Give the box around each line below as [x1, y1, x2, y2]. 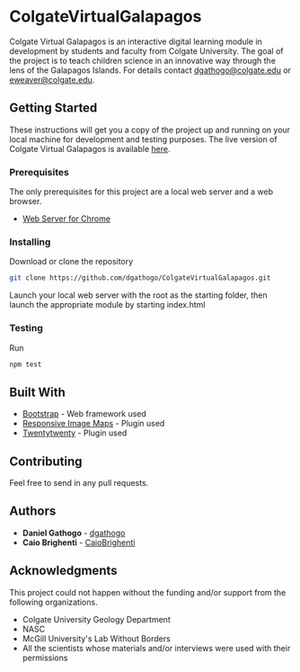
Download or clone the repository [9, 256, 134, 267]
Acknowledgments [9, 563, 119, 578]
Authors [9, 504, 57, 519]
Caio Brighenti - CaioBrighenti [22, 537, 136, 548]
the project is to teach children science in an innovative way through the [9, 55, 277, 66]
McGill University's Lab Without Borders [22, 632, 171, 644]
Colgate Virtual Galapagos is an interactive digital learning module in [9, 36, 262, 47]
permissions [22, 652, 68, 663]
